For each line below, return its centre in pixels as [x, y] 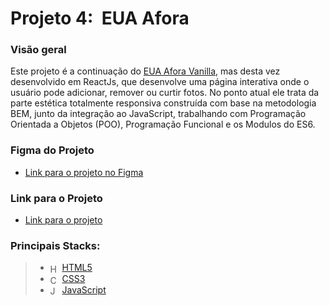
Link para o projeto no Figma [84, 172]
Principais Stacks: [55, 245]
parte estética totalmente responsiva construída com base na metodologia [163, 103]
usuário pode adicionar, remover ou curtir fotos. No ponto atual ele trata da [165, 93]
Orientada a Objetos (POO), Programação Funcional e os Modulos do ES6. [163, 124]
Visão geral [38, 50]
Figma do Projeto [52, 150]
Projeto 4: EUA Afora [100, 18]
